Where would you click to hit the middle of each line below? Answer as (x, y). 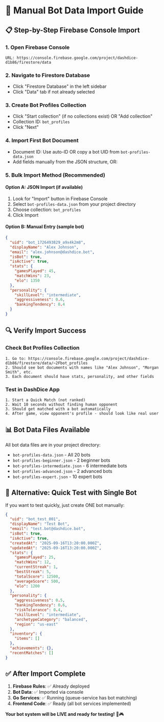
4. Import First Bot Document (42, 141)
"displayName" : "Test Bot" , (40, 524)
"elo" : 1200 (27, 586)
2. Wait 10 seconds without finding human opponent (61, 404)
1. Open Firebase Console (38, 47)
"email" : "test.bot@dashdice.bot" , (48, 529)
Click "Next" (26, 127)
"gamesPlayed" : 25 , (35, 557)
